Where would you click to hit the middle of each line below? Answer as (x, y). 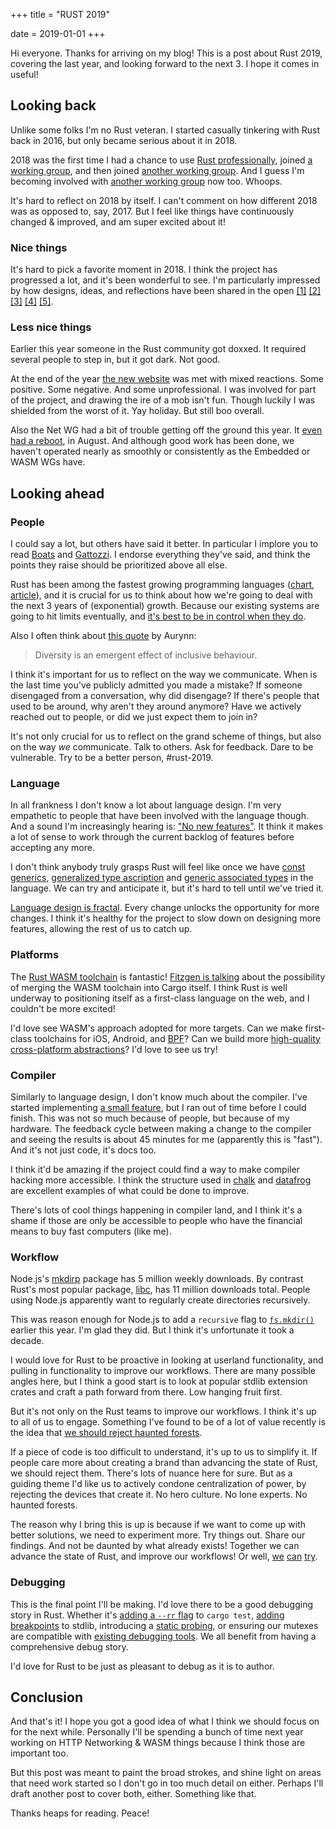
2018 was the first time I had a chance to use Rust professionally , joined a (161, 160)
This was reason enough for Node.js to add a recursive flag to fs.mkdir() (162, 1320)
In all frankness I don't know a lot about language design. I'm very (146, 805)
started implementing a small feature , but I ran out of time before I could (158, 1107)
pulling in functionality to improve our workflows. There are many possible (163, 1371)
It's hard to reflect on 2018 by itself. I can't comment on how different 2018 (164, 200)
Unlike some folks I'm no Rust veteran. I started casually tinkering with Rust (165, 130)
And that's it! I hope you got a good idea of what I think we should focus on (165, 1721)
